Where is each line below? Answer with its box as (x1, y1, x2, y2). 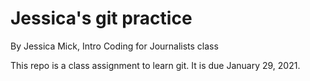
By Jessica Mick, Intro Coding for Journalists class (10, 40, 219, 52)
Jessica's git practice (10, 7, 193, 30)
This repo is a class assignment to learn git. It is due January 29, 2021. (10, 59, 301, 71)
